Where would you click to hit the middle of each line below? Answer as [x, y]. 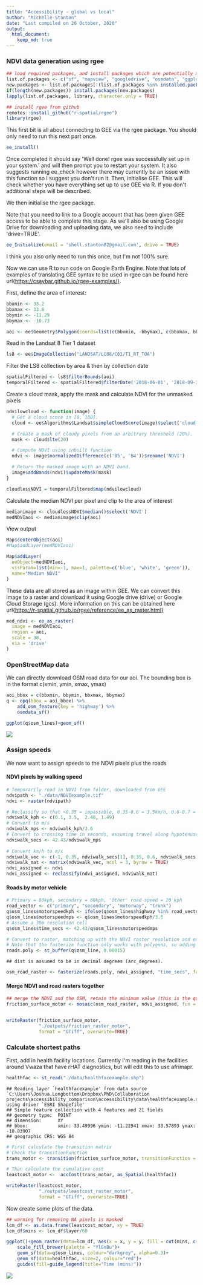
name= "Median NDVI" [36, 573]
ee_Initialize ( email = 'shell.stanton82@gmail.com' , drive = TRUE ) [93, 245]
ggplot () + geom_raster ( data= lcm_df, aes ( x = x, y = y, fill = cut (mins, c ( [102, 1242]
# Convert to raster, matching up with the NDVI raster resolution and [98, 939]
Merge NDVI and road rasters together [55, 986]
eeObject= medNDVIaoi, [39, 562]
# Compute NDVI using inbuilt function [62, 450]
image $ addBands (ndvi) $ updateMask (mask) [62, 472]
